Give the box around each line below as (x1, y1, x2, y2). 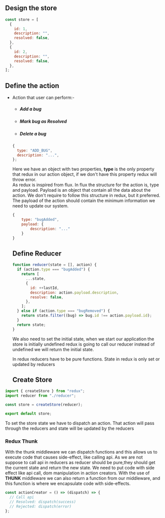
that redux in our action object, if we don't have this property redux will (12, 171, 157, 177)
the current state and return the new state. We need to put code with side (5, 465, 155, 471)
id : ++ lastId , (30, 285, 59, 290)
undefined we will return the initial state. (12, 346, 94, 352)
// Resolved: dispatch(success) (9, 499, 77, 504)
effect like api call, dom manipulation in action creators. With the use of (5, 470, 150, 476)
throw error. (12, 177, 37, 183)
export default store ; (5, 411, 52, 416)
